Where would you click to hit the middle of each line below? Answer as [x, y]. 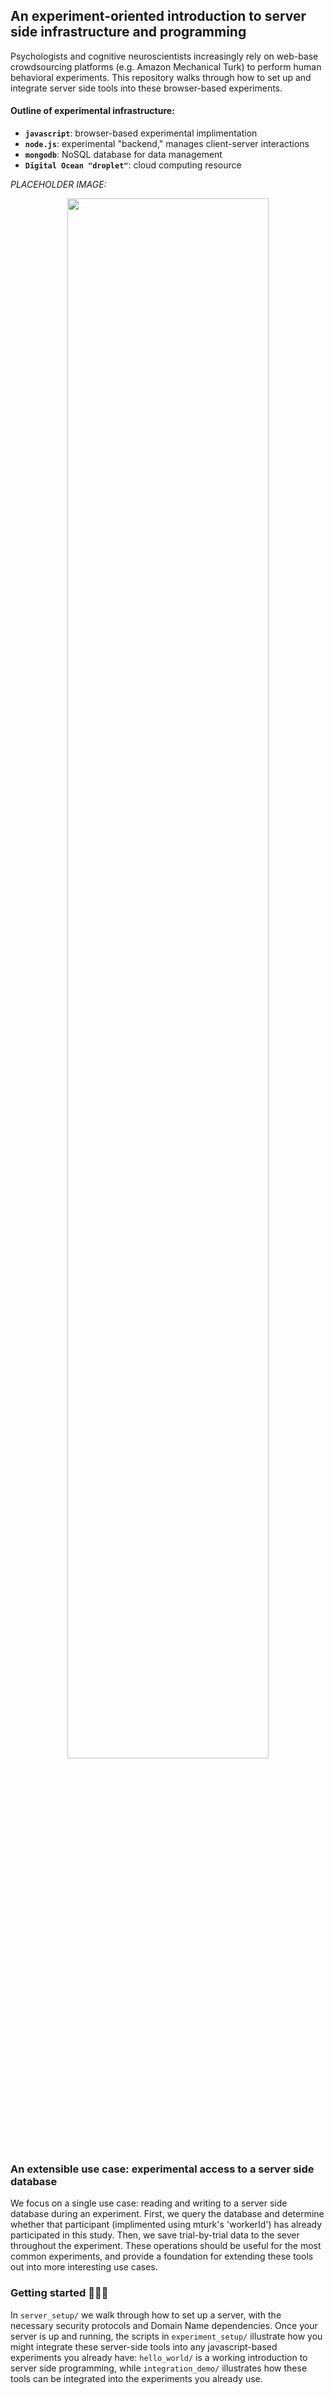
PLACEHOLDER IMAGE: [58, 185]
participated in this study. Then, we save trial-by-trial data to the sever [155, 2235]
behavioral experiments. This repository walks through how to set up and [161, 77]
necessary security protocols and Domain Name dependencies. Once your [164, 2325]
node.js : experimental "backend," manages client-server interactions [167, 144]
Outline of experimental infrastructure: [92, 111]
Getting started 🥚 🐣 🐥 [59, 2293]
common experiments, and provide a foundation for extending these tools [162, 2256]
